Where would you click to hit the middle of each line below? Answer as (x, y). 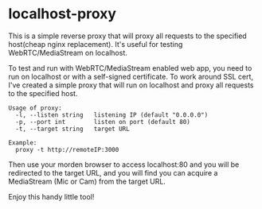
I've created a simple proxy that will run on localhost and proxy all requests (131, 85)
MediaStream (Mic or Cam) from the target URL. (87, 181)
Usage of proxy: (35, 108)
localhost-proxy (63, 14)
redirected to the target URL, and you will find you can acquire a (113, 172)
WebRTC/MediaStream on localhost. (68, 52)
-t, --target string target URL (72, 129)
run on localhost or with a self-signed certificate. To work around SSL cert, (131, 76)
